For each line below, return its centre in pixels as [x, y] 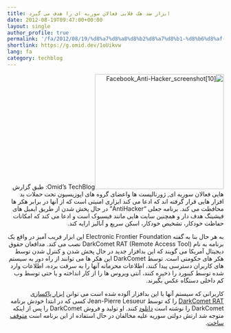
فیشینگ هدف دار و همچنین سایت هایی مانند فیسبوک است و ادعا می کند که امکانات [118, 216]
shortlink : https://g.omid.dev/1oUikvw [64, 45]
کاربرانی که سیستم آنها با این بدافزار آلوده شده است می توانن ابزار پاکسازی [127, 293]
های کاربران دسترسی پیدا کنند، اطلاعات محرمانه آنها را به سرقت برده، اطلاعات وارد [117, 266]
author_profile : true [38, 33]
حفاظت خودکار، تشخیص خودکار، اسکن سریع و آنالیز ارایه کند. [146, 223]
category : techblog [35, 58]
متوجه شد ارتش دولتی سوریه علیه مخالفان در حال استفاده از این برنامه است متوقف [117, 315]
